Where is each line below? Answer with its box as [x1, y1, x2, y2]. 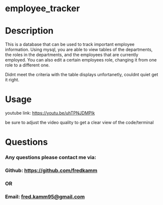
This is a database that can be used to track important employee [5, 41, 135, 47]
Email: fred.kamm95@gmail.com [5, 193, 85, 200]
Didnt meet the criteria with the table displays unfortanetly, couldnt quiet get [5, 72, 159, 78]
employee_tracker [5, 3, 80, 14]
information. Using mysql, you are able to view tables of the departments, [5, 47, 153, 53]
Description [5, 25, 54, 37]
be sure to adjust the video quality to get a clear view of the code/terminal [5, 120, 154, 125]
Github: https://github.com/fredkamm [5, 167, 98, 174]
